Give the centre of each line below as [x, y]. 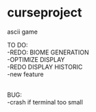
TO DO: [18, 45]
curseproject [45, 13]
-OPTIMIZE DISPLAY [36, 59]
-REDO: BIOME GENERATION [48, 52]
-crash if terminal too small [45, 102]
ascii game [22, 32]
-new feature [26, 74]
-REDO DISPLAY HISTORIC [45, 67]
